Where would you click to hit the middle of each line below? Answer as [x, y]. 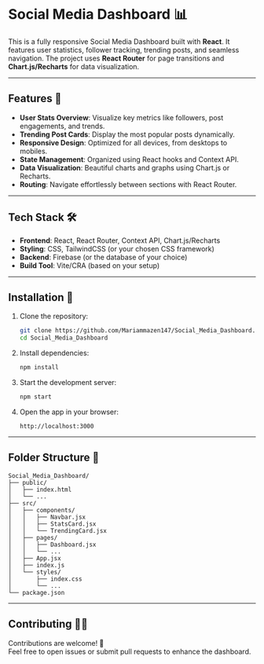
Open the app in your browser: [69, 412]
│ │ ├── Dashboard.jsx [52, 545]
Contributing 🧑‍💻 [48, 624]
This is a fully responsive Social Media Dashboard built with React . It [119, 41]
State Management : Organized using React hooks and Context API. [129, 159]
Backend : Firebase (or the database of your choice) [103, 257]
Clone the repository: [54, 316]
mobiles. [33, 151]
